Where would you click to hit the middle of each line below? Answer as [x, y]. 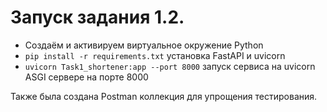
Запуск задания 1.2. [97, 17]
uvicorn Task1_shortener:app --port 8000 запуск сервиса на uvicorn [170, 66]
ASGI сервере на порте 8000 [86, 77]
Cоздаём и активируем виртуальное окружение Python [144, 45]
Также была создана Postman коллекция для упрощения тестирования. [164, 96]
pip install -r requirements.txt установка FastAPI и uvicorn [155, 55]
